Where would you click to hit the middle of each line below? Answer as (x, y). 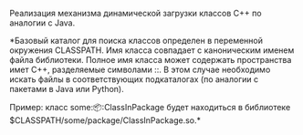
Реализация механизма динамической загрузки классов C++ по (136, 13)
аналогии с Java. (42, 23)
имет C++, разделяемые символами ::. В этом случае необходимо (140, 69)
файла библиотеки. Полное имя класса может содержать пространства (151, 60)
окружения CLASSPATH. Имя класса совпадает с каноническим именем (152, 50)
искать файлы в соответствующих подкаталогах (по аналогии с (134, 79)
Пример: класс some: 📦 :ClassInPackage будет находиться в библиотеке (150, 107)
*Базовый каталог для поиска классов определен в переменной (136, 41)
